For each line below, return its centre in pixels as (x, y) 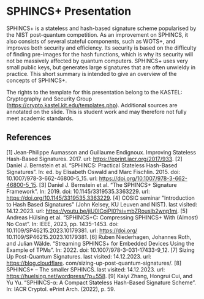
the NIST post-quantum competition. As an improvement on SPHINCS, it (97, 34)
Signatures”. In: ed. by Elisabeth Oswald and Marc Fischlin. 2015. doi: (93, 172)
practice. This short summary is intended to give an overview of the (92, 74)
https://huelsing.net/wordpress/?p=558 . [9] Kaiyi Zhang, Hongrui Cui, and (100, 276)
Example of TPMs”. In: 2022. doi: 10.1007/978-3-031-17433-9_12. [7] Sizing (100, 250)
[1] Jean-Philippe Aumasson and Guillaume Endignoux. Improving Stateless (101, 152)
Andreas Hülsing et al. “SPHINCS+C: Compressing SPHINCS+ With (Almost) (102, 217)
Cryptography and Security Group (49, 99)
